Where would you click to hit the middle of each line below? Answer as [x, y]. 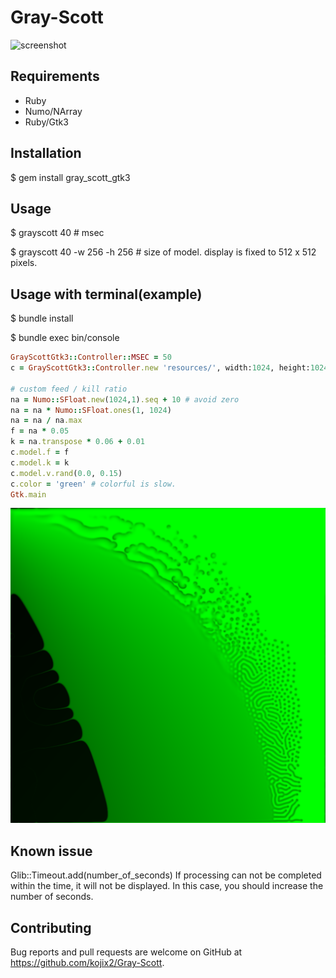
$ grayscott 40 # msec [57, 233]
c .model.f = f [40, 452]
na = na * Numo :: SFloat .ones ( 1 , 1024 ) [91, 410]
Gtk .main [28, 494]
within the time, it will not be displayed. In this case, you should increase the [167, 886]
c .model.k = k [40, 462]
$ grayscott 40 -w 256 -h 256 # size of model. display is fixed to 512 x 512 [163, 252]
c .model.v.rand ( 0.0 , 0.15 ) [66, 473]
